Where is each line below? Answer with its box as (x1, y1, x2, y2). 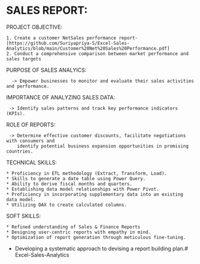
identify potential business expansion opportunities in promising (17, 143, 189, 149)
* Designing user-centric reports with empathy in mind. (6, 229, 151, 235)
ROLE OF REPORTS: (6, 121, 56, 128)
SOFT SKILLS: (6, 212, 41, 219)
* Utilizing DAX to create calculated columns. (6, 202, 128, 208)
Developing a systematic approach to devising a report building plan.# (14, 245, 189, 252)
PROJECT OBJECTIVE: (6, 23, 63, 31)
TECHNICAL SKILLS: (6, 159, 57, 166)
